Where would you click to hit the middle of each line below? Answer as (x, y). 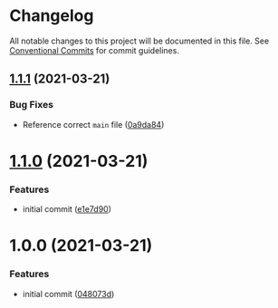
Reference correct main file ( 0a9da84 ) (93, 124)
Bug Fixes (32, 105)
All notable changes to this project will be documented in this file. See (139, 41)
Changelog (52, 16)
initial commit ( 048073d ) (68, 294)
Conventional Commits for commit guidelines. (94, 50)
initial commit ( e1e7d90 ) (67, 209)
